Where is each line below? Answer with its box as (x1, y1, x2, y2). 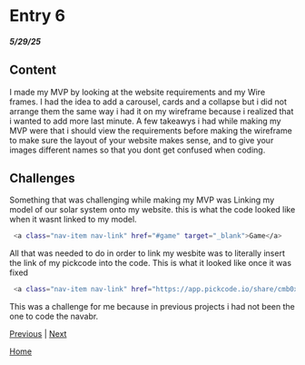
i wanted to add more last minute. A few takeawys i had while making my (9, 115, 281, 126)
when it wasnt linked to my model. (9, 214, 138, 225)
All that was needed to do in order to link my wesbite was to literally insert (9, 248, 286, 259)
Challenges (9, 170, 75, 186)
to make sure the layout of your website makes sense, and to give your (9, 134, 274, 145)
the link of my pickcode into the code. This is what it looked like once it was (9, 258, 292, 269)
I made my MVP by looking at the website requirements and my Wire (9, 86, 266, 97)
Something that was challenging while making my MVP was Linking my (9, 194, 275, 205)
